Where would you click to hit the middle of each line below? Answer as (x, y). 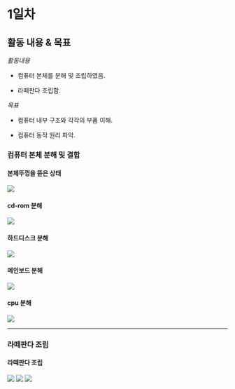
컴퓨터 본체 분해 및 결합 (44, 155)
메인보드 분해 (25, 271)
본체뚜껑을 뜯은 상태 (34, 173)
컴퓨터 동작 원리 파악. (46, 135)
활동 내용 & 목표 (39, 42)
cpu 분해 (19, 303)
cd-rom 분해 (25, 205)
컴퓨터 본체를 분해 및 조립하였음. (61, 75)
